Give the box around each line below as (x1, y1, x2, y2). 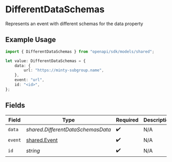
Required (116, 116, 139, 124)
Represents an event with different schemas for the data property (5, 21, 143, 27)
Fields (5, 101, 26, 110)
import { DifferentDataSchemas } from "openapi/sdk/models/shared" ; (5, 49, 155, 54)
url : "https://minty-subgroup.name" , (24, 68, 104, 73)
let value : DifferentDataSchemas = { (5, 58, 86, 64)
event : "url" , (14, 77, 45, 83)
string (26, 147, 40, 154)
